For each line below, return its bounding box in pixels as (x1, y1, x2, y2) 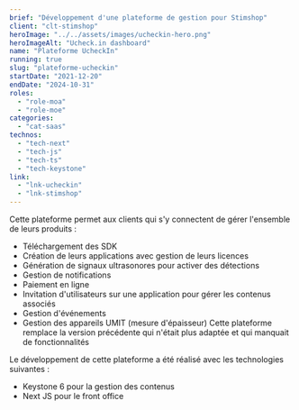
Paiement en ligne (22, 279, 90, 289)
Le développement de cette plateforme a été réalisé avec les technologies (9, 354, 285, 365)
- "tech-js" (17, 147, 63, 156)
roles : (9, 88, 34, 97)
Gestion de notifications (22, 269, 112, 280)
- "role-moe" (17, 105, 67, 114)
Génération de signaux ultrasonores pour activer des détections (22, 260, 259, 270)
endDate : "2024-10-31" (9, 80, 95, 89)
